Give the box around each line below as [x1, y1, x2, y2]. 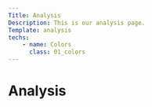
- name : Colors [22, 41, 72, 49]
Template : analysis [8, 26, 72, 34]
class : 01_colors [28, 48, 86, 56]
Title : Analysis [8, 11, 61, 20]
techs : [8, 33, 30, 42]
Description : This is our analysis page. [8, 19, 146, 27]
